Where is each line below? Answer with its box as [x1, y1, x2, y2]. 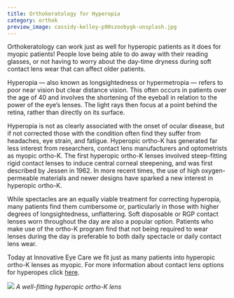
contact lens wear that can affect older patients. [7, 65, 146, 74]
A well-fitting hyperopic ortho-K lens [15, 283, 122, 291]
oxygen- [201, 166, 226, 175]
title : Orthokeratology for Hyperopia [7, 10, 121, 18]
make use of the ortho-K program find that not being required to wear [7, 225, 208, 233]
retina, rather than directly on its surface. [7, 108, 125, 116]
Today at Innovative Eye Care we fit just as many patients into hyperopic [7, 253, 216, 262]
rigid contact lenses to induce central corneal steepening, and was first [7, 159, 213, 168]
